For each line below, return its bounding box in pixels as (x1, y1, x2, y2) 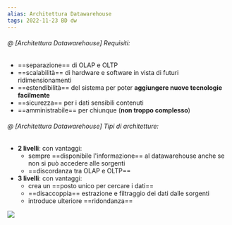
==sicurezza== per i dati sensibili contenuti (17, 98, 144, 107)
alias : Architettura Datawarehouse (7, 10, 112, 18)
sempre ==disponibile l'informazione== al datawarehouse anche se (28, 151, 225, 160)
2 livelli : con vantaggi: (17, 144, 83, 152)
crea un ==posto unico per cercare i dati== (28, 181, 154, 190)
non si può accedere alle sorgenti (28, 158, 126, 167)
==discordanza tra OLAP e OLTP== (28, 166, 131, 175)
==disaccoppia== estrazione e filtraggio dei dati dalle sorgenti (28, 189, 210, 197)
